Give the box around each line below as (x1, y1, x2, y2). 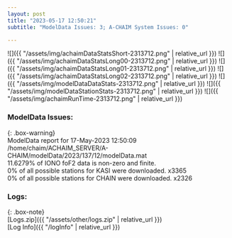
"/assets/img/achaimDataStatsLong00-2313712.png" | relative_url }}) (16, 57, 218, 65)
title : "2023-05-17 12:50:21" (7, 17, 97, 24)
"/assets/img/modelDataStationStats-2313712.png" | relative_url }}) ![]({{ (7, 87, 219, 96)
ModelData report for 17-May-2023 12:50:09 (7, 136, 137, 144)
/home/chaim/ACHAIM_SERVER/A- (7, 144, 109, 152)
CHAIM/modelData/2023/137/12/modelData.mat (7, 151, 148, 160)
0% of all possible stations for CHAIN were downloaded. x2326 (7, 173, 193, 182)
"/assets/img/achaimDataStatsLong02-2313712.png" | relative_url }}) (16, 72, 218, 80)
